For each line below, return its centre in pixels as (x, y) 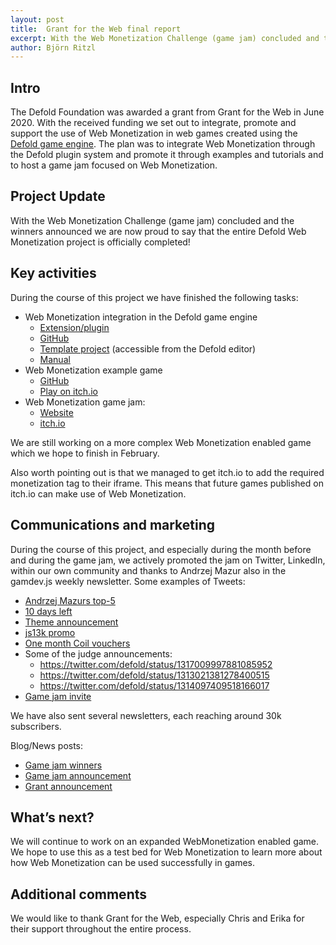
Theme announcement (71, 622)
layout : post (37, 19)
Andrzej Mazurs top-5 (70, 600)
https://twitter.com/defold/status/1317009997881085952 (156, 664)
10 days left (48, 611)
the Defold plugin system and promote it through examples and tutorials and (167, 155)
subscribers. (36, 726)
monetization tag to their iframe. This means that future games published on (167, 483)
